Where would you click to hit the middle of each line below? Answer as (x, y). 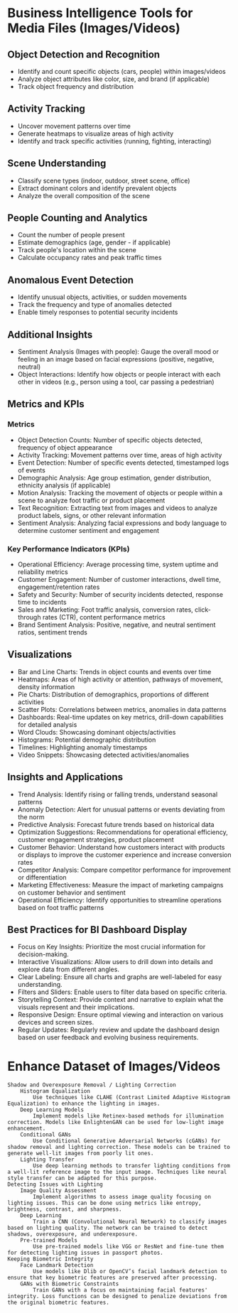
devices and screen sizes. (56, 1022)
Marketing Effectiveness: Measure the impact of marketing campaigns (120, 885)
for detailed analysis (47, 724)
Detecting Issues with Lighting (55, 1184)
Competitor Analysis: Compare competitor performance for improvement (124, 870)
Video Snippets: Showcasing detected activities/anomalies (103, 755)
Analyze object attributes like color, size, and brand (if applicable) (114, 79)
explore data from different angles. (68, 969)
